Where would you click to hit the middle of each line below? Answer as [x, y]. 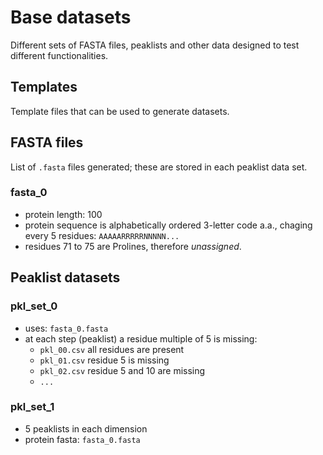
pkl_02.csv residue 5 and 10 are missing [122, 370]
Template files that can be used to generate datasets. [120, 111]
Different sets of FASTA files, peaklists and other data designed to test [155, 45]
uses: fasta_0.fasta [66, 328]
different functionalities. [59, 55]
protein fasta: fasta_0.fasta [82, 439]
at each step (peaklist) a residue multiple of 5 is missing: [141, 338]
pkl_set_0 [34, 306]
